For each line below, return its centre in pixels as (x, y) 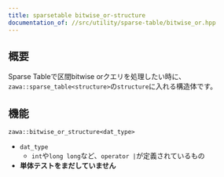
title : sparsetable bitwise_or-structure (77, 15)
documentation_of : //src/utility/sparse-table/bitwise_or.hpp (112, 23)
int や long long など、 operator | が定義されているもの (118, 156)
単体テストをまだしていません (68, 166)
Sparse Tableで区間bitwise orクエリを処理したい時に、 (97, 77)
